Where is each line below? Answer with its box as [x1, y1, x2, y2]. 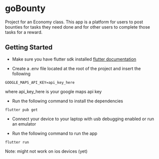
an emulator [12, 121, 36, 127]
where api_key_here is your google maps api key [5, 88, 102, 95]
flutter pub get [5, 107, 38, 112]
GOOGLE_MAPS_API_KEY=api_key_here [5, 80, 75, 85]
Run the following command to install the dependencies [12, 98, 124, 104]
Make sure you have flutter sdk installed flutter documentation [12, 56, 137, 62]
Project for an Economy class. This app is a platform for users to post [5, 19, 143, 25]
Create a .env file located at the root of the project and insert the [12, 65, 141, 71]
